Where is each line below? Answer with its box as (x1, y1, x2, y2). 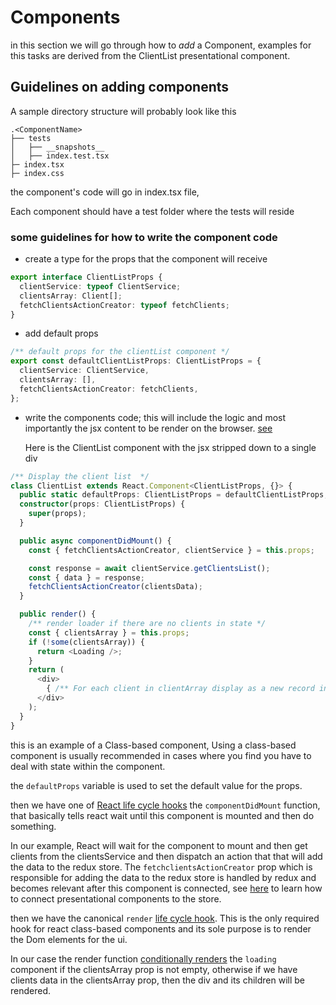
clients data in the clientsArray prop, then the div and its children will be (10, 974, 305, 986)
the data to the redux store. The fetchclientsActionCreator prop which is (10, 861, 313, 873)
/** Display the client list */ (10, 471, 150, 481)
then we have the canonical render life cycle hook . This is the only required (10, 912, 320, 924)
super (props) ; (28, 509, 87, 519)
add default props (24, 327, 99, 340)
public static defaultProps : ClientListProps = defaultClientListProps (19, 490, 325, 500)
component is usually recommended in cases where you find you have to (10, 749, 312, 761)
